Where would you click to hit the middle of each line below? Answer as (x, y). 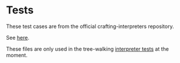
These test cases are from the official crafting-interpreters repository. (90, 26)
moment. (17, 55)
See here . (18, 37)
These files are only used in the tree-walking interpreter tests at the (87, 49)
